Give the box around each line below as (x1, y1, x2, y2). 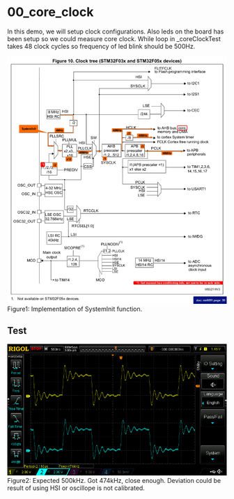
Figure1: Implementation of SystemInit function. (7, 305, 143, 313)
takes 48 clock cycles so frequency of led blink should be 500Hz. (7, 42, 196, 50)
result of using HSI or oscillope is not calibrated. (7, 484, 145, 492)
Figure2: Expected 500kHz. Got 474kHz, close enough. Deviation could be (7, 477, 221, 485)
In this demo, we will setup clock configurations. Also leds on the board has (7, 27, 224, 36)
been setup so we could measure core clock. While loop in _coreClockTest (7, 34, 221, 43)
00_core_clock (7, 4, 94, 20)
